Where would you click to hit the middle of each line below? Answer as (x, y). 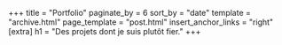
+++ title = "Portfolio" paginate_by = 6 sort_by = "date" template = (130, 13)
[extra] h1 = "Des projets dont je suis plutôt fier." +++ (105, 31)
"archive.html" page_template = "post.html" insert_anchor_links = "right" (141, 22)
